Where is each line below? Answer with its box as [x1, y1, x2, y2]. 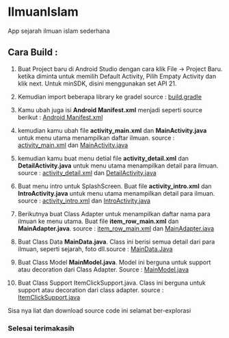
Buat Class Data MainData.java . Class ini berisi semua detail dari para [17, 237, 215, 246]
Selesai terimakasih [8, 323, 75, 333]
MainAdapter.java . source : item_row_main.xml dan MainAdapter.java [17, 224, 215, 233]
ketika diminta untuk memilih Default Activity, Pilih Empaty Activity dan [17, 72, 217, 80]
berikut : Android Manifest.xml [17, 113, 103, 121]
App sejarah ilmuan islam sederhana [8, 27, 110, 35]
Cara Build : [8, 47, 58, 58]
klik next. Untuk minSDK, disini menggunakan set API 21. [17, 79, 177, 88]
